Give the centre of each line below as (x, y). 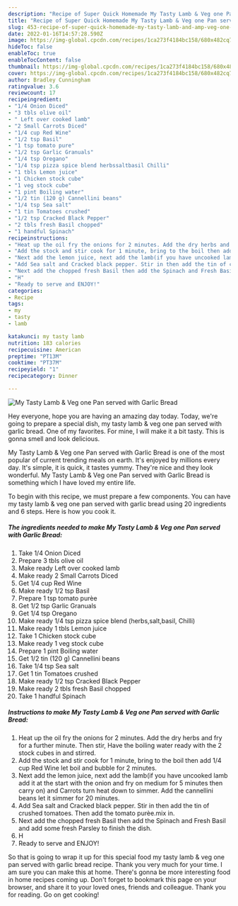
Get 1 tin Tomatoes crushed (58, 673)
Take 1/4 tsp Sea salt (48, 666)
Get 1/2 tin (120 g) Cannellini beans (69, 658)
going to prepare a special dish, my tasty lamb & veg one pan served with (115, 423)
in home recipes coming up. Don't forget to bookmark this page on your (112, 879)
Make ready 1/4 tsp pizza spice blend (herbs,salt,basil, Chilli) (107, 620)
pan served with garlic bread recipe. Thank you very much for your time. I (115, 864)
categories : (25, 291)
